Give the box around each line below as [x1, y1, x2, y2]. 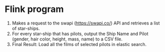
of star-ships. [12, 25, 40, 31]
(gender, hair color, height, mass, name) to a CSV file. [12, 36, 123, 42]
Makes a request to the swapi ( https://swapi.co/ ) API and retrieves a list [12, 20, 160, 26]
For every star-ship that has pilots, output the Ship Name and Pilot [12, 30, 148, 36]
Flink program [5, 3, 64, 15]
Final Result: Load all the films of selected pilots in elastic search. [12, 41, 147, 47]
